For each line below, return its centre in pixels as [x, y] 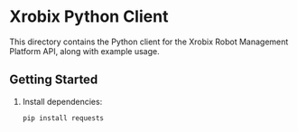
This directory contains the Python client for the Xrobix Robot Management [149, 42]
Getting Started [54, 80]
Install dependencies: [62, 101]
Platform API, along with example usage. [84, 51]
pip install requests [63, 118]
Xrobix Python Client [89, 17]
